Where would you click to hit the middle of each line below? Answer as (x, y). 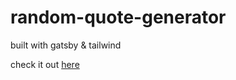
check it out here (45, 64)
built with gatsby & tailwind (66, 45)
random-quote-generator (118, 17)
